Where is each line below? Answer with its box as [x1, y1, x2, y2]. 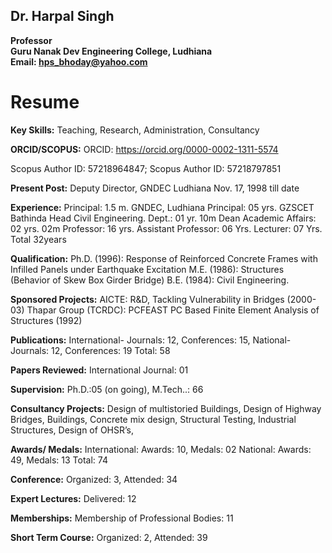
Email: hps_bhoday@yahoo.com [10, 55, 148, 68]
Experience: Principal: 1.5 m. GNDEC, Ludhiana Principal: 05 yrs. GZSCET [10, 201, 315, 213]
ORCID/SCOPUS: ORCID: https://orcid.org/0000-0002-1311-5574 [10, 143, 279, 155]
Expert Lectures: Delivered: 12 [10, 492, 137, 504]
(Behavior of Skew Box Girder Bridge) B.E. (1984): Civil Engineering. [10, 274, 290, 286]
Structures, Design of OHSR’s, [10, 424, 134, 436]
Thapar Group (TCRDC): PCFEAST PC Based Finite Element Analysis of [26, 304, 320, 316]
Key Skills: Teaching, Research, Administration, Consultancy [10, 124, 260, 136]
